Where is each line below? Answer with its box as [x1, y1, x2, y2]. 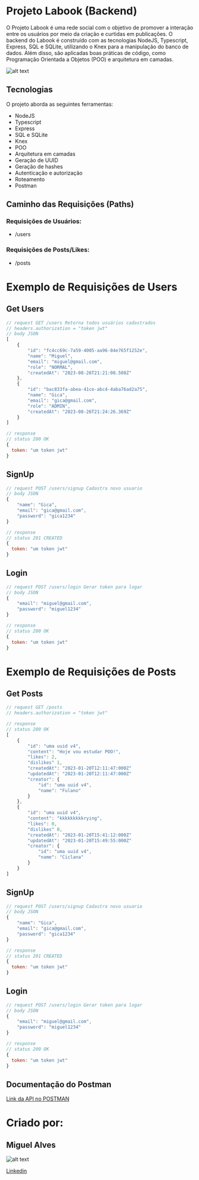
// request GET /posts [6, 704, 63, 711]
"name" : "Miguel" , [27, 353, 73, 359]
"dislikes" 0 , [27, 826, 63, 832]
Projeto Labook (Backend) [6, 4, 138, 18]
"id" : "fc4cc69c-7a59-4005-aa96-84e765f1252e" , [27, 348, 148, 354]
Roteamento [14, 175, 45, 183]
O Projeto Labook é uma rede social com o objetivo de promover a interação [6, 24, 194, 31]
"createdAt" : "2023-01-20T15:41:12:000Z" [27, 832, 132, 838]
